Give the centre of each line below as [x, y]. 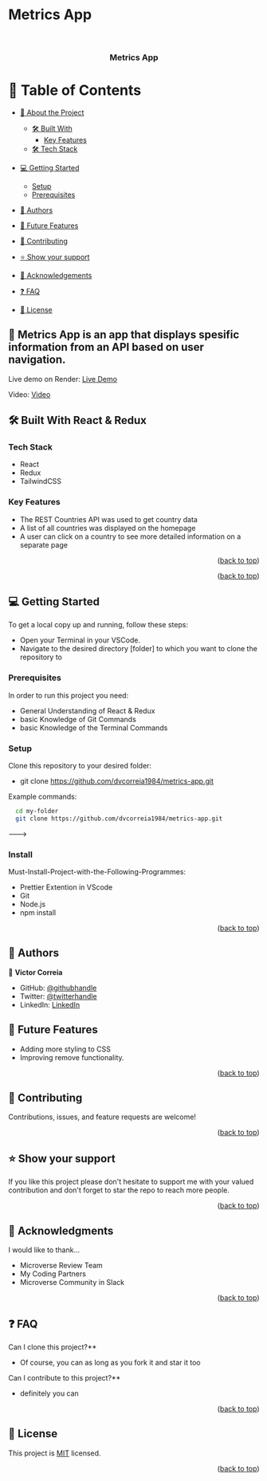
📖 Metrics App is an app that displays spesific [124, 335]
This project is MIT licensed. [55, 1453]
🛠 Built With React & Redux [78, 420]
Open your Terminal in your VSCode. [80, 640]
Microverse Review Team [61, 1266]
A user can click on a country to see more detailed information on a [130, 536]
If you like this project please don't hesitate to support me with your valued [131, 1182]
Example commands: [43, 796]
